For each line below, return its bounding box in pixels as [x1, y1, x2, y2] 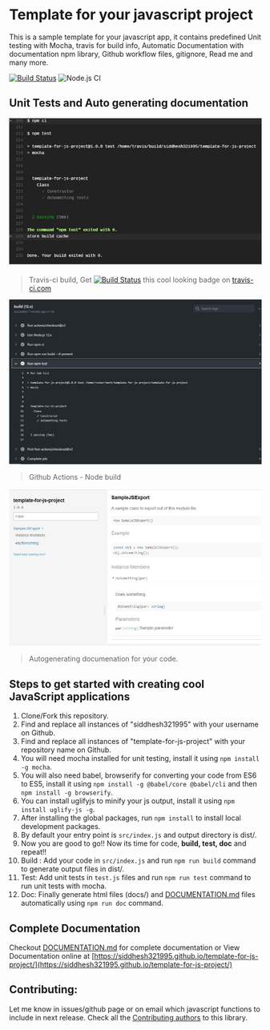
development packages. [20, 822, 101, 831]
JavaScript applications [9, 690, 131, 703]
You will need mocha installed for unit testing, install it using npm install [20, 754, 260, 763]
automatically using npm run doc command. [20, 899, 163, 908]
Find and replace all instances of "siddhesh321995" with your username [20, 719, 259, 730]
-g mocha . [20, 762, 53, 772]
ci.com [28, 284, 51, 293]
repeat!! [20, 847, 47, 857]
